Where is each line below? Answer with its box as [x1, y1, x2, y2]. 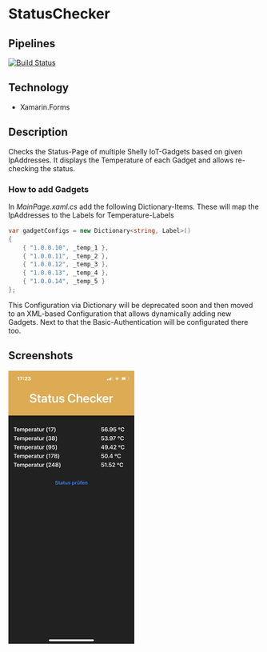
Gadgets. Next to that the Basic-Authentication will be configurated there [8, 317, 249, 326]
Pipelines [8, 37, 56, 50]
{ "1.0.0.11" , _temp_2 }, [22, 252, 110, 260]
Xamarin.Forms [19, 102, 70, 112]
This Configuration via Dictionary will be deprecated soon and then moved [8, 300, 253, 310]
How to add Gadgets [8, 183, 90, 194]
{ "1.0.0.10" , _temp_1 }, [22, 243, 110, 252]
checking [8, 163, 39, 173]
